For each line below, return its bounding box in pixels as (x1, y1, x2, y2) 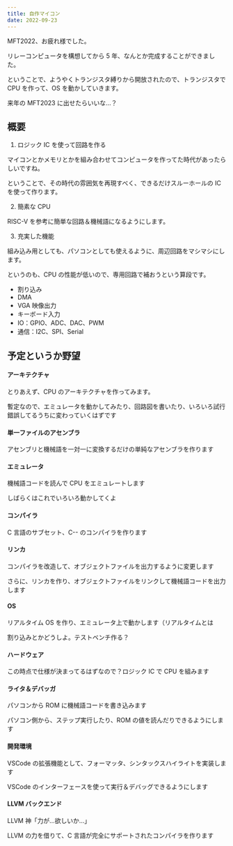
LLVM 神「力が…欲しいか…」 (7, 816, 91, 824)
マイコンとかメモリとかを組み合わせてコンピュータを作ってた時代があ (7, 155, 209, 164)
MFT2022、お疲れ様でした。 (7, 36, 90, 45)
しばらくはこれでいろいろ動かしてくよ (7, 494, 117, 502)
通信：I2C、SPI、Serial (17, 328, 84, 336)
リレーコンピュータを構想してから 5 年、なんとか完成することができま (7, 52, 209, 60)
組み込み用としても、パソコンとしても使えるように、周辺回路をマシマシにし (7, 247, 225, 255)
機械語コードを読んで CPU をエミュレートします (7, 479, 145, 488)
